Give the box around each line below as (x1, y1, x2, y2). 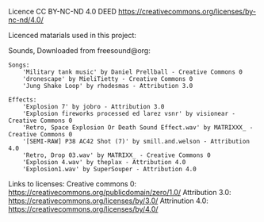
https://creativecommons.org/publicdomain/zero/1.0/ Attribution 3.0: (8, 188, 231, 197)
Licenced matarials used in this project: (8, 31, 137, 40)
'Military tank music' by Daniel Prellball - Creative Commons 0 (22, 68, 243, 76)
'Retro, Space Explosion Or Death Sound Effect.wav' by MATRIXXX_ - (22, 124, 254, 132)
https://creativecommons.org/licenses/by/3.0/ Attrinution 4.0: (8, 196, 209, 205)
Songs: (8, 61, 30, 69)
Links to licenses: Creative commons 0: (8, 179, 137, 189)
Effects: (8, 96, 37, 104)
